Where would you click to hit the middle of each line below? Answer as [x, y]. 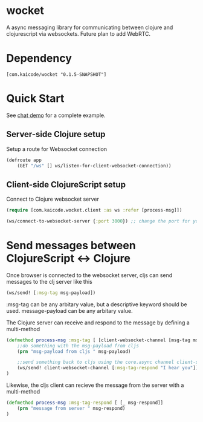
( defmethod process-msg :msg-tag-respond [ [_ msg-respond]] [85, 403]
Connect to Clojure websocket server [53, 199]
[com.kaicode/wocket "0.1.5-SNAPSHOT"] [56, 74]
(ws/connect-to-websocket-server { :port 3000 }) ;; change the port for [98, 221]
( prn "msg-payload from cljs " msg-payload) [74, 351]
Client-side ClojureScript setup [66, 185]
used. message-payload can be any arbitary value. [69, 310]
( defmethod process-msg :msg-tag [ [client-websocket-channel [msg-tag [98, 340]
